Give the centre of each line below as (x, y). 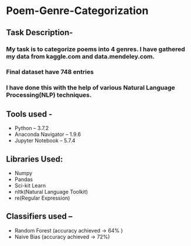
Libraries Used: (35, 159)
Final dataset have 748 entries (50, 72)
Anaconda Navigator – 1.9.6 (47, 134)
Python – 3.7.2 (32, 128)
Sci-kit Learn (30, 185)
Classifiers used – (39, 216)
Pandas (24, 179)
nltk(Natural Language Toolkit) (51, 192)
